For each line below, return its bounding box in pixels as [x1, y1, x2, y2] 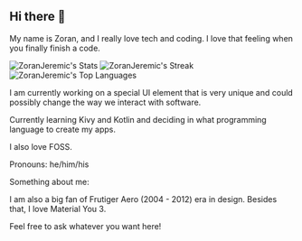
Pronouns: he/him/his [9, 159, 90, 170]
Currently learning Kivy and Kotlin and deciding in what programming [9, 114, 267, 125]
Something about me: [9, 176, 90, 187]
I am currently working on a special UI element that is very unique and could [9, 87, 294, 97]
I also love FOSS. [9, 141, 72, 152]
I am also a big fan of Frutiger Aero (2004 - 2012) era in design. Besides [9, 193, 278, 204]
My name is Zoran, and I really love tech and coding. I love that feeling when [9, 32, 294, 43]
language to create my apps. [9, 124, 116, 134]
